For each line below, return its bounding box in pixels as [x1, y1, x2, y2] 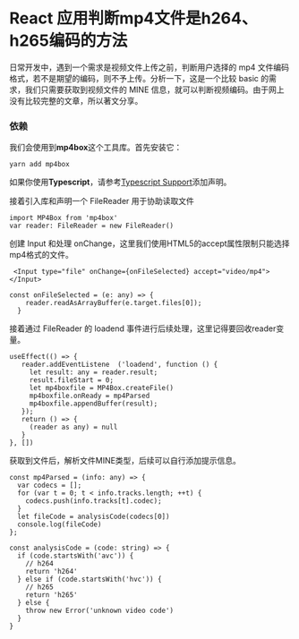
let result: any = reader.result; [29, 368, 158, 377]
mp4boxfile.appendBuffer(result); [29, 399, 158, 408]
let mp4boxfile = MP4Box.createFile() [29, 384, 175, 393]
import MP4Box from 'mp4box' [9, 214, 118, 223]
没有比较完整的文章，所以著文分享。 [9, 95, 143, 106]
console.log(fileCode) [17, 520, 102, 529]
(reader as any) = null [29, 422, 118, 432]
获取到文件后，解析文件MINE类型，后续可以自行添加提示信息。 [9, 456, 242, 466]
